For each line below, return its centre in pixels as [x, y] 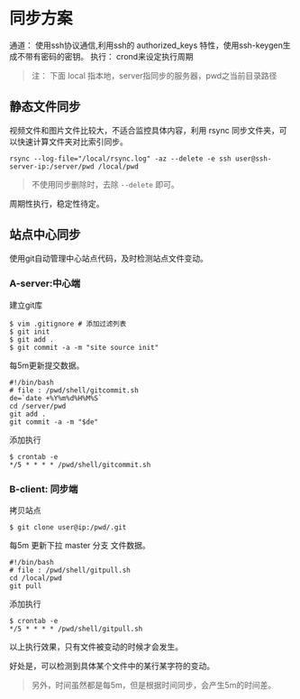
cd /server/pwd [38, 406]
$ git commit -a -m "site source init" [84, 347]
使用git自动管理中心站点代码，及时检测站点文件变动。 [109, 258]
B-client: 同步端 [44, 489]
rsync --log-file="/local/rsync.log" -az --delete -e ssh [120, 159]
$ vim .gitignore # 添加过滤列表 [68, 324]
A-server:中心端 [45, 283]
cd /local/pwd [36, 578]
